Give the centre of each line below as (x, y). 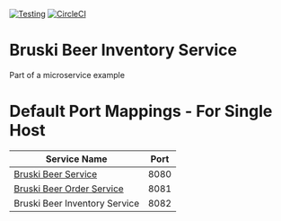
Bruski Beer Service (55, 173)
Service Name (76, 159)
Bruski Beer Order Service (69, 189)
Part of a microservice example (67, 75)
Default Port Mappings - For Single (141, 111)
